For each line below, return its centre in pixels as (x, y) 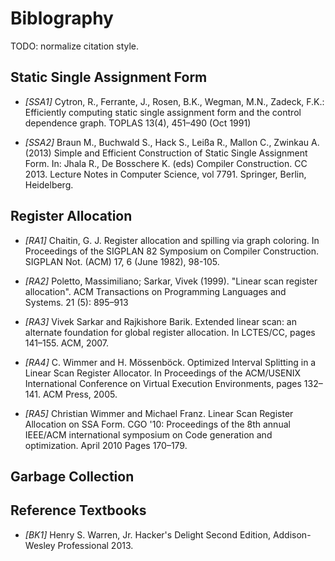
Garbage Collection (72, 476)
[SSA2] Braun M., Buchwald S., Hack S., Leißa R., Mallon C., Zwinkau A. (172, 142)
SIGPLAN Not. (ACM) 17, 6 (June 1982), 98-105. (122, 261)
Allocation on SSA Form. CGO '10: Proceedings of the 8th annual (157, 424)
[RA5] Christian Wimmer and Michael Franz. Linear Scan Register (159, 413)
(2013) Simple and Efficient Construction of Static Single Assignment (166, 153)
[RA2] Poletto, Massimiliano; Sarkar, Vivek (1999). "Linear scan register (171, 281)
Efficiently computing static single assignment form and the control (163, 112)
